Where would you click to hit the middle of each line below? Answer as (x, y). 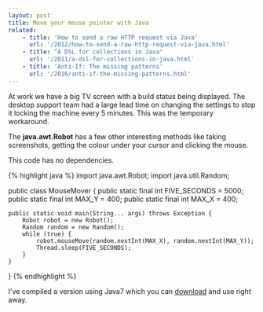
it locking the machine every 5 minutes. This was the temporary (111, 113)
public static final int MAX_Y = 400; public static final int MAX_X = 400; (123, 199)
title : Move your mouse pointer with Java (79, 23)
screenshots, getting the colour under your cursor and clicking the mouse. (128, 145)
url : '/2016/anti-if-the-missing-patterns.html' (110, 74)
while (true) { (47, 234)
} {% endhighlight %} (42, 276)
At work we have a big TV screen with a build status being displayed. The (127, 96)
